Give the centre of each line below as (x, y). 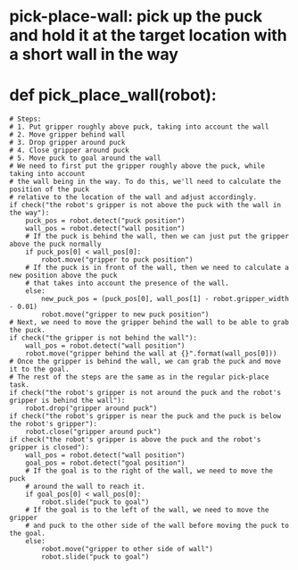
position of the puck (50, 189)
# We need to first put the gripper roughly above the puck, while (137, 166)
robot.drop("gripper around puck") (91, 408)
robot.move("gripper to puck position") (117, 260)
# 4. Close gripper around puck (69, 151)
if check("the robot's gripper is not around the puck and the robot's (145, 393)
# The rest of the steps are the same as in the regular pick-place (139, 377)
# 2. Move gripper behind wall (67, 135)
